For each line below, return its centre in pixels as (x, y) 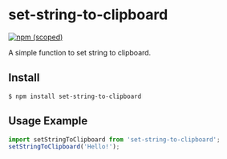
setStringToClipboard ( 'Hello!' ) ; (64, 147)
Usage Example (48, 121)
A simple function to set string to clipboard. (80, 52)
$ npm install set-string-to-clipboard (75, 96)
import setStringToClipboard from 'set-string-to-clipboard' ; (114, 139)
